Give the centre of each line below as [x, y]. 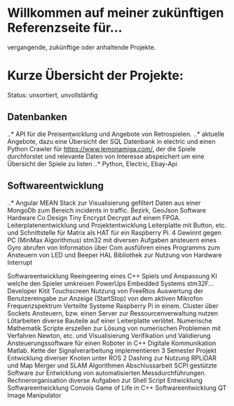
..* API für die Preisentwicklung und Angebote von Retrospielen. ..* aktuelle [116, 134]
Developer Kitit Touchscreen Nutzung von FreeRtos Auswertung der [105, 291]
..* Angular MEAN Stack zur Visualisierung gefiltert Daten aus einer [104, 203]
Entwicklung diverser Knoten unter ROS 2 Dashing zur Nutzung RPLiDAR [112, 358]
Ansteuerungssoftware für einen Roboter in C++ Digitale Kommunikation [112, 343]
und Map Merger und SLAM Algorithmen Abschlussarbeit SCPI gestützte [112, 365]
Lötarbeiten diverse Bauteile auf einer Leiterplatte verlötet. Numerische [110, 320]
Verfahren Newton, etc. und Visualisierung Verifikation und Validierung [109, 335]
